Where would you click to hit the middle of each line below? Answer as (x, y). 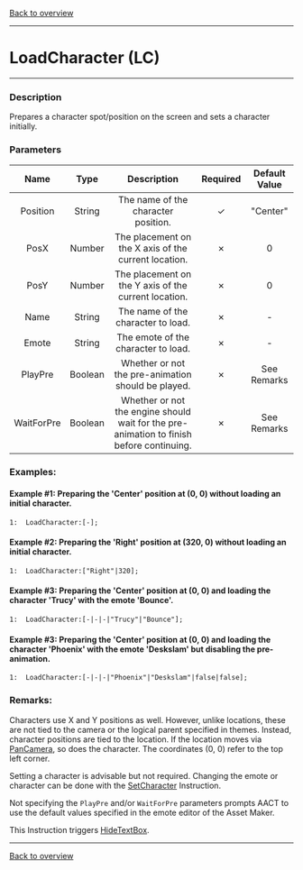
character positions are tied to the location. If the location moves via (136, 739)
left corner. (30, 758)
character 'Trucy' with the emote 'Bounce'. (92, 600)
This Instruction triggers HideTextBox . (80, 829)
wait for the (142, 423)
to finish (174, 434)
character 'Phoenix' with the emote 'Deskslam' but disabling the (132, 649)
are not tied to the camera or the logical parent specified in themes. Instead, (151, 729)
